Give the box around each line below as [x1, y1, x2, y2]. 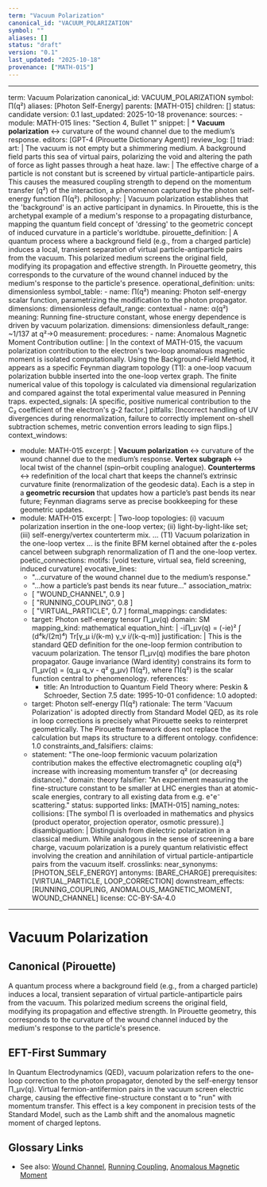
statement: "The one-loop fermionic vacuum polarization [31, 749, 218, 759]
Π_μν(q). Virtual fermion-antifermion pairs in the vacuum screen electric [8, 1084, 245, 1093]
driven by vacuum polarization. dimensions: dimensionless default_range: [8, 320, 249, 330]
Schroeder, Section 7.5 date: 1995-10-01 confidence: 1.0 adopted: [43, 690, 257, 700]
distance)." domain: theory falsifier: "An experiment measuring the [31, 775, 249, 784]
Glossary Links [8, 1141, 84, 1154]
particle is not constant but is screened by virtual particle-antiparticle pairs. [8, 168, 255, 178]
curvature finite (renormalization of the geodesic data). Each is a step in [19, 479, 255, 489]
